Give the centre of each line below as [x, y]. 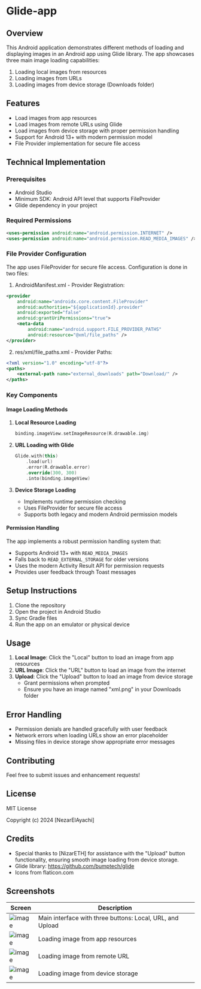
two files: [17, 273]
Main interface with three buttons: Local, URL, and [108, 918]
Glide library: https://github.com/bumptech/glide [74, 866]
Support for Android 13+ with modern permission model [83, 137]
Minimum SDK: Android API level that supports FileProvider [87, 198]
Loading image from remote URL [84, 956]
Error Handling [34, 714]
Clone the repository [40, 605]
